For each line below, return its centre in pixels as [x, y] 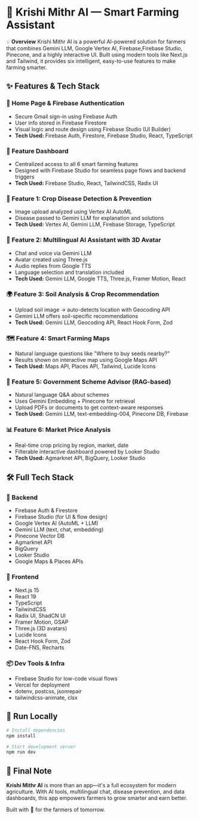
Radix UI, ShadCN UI [40, 615]
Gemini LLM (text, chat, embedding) [59, 530]
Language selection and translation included [69, 272]
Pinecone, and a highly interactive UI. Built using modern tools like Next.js [97, 55]
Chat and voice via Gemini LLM [53, 253]
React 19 [25, 596]
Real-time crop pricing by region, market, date [72, 445]
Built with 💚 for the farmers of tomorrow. [56, 810]
